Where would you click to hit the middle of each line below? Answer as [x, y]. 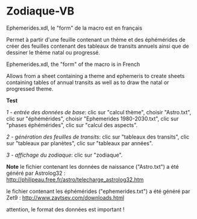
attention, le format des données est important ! [65, 209]
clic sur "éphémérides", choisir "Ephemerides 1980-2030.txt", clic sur [92, 119]
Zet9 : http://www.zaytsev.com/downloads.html [65, 197]
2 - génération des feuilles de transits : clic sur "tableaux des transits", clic [98, 137]
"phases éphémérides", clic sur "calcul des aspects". [72, 125]
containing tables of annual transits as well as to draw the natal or [88, 82]
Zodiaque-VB [40, 11]
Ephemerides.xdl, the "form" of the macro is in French [73, 64]
